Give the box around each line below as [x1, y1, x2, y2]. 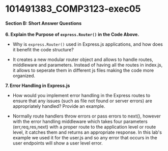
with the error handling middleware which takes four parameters [12, 118, 148, 125]
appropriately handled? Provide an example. [12, 103, 105, 109]
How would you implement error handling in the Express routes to [12, 93, 151, 99]
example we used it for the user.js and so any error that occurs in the [12, 135, 157, 141]
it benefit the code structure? [12, 47, 74, 53]
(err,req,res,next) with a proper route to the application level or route [12, 124, 156, 130]
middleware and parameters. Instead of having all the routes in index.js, [12, 62, 163, 68]
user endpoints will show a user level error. [12, 140, 103, 146]
